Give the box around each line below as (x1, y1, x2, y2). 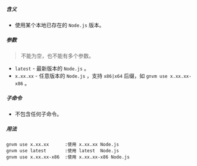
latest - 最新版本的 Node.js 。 (14, 65, 90, 72)
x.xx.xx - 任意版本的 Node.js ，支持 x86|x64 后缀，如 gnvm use (14, 72, 168, 79)
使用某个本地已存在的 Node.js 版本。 (14, 21, 105, 28)
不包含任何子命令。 (14, 110, 62, 117)
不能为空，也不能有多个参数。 (20, 52, 94, 59)
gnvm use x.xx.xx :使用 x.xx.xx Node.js (6, 141, 119, 148)
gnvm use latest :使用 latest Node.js (6, 148, 119, 154)
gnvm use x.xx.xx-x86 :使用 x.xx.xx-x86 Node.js (6, 154, 130, 160)
